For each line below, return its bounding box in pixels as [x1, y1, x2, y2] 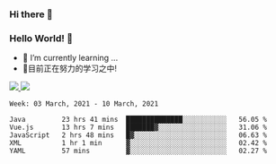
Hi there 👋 [9, 8, 54, 21]
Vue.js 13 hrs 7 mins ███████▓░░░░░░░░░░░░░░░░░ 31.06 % [9, 123, 268, 133]
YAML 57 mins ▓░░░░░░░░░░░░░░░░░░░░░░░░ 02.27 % [9, 147, 268, 156]
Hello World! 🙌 [9, 31, 74, 44]
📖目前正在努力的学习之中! [22, 63, 118, 74]
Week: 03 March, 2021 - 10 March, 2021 [9, 99, 159, 108]
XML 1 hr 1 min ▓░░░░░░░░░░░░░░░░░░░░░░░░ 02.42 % [9, 139, 268, 148]
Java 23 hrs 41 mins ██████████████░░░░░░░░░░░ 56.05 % [9, 116, 268, 125]
